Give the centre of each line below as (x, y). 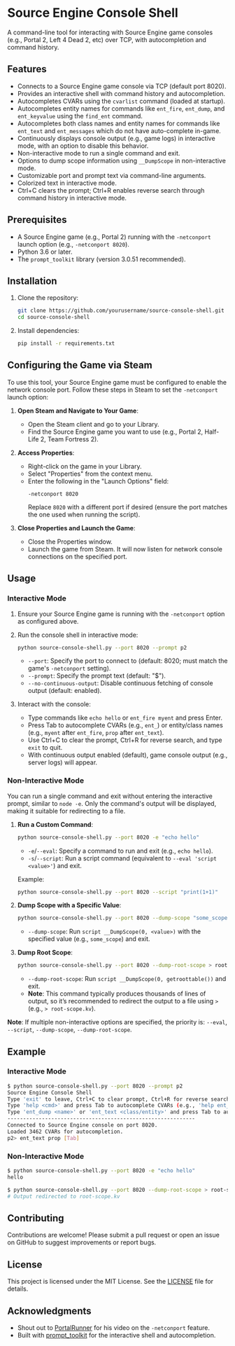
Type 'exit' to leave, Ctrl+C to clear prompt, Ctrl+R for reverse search (119, 1099)
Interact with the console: (54, 704)
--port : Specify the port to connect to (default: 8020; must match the (128, 661)
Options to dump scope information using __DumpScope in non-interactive (121, 160)
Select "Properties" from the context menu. (90, 474)
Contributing (36, 1218)
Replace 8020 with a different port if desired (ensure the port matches (128, 507)
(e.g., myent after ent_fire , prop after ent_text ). (96, 733)
